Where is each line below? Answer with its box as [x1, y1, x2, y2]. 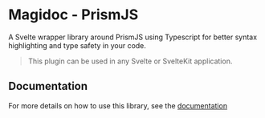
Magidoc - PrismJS [8, 6, 139, 24]
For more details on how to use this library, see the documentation [8, 100, 227, 110]
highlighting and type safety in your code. [8, 40, 147, 50]
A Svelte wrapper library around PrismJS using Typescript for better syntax [8, 32, 258, 42]
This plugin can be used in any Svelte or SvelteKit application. [27, 56, 233, 66]
